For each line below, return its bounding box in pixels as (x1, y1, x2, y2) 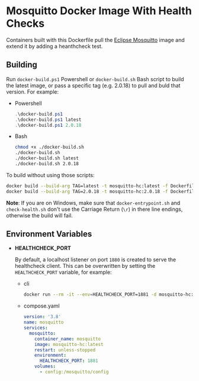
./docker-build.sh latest (14, 155, 79, 161)
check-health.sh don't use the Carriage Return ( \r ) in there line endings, (6, 206, 183, 213)
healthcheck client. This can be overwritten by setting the (14, 262, 156, 270)
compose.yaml (23, 302, 60, 309)
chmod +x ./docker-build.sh (14, 144, 84, 151)
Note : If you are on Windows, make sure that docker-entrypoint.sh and (6, 199, 181, 206)
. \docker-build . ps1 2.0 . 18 (14, 122, 82, 128)
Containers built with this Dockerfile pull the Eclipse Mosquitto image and (6, 36, 185, 43)
